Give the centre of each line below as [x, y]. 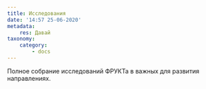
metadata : [21, 26]
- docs [41, 52]
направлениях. [29, 78]
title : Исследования [37, 13]
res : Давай [35, 33]
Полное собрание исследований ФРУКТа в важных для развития [103, 71]
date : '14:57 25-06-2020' [44, 20]
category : [34, 45]
